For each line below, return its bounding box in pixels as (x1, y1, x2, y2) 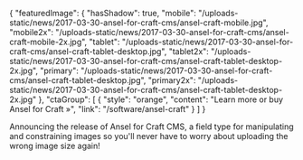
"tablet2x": (168, 46, 210, 57)
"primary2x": (147, 75, 196, 85)
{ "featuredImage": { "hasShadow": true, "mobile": (9, 8, 196, 18)
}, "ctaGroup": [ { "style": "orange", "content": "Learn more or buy (38, 94, 283, 105)
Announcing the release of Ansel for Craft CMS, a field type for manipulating (9, 121, 294, 132)
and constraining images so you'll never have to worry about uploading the (9, 131, 289, 141)
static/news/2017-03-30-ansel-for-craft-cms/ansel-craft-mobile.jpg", (9, 17, 269, 28)
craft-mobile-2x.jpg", (9, 36, 88, 47)
